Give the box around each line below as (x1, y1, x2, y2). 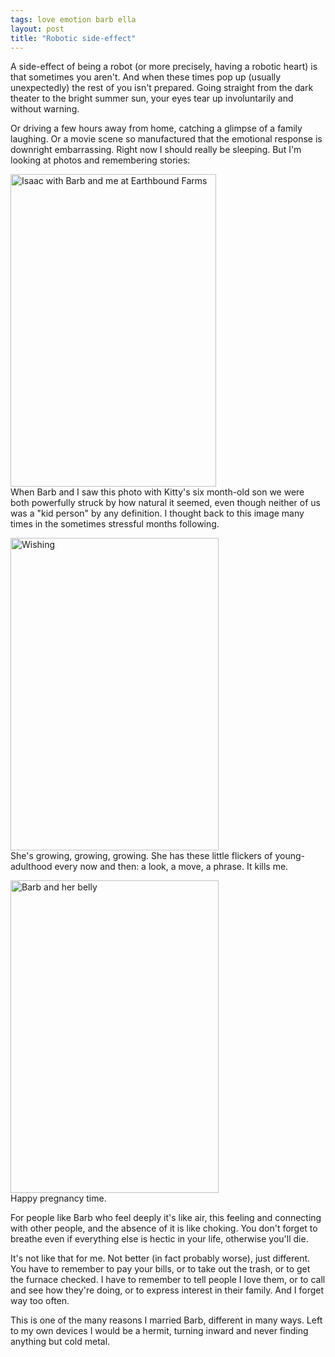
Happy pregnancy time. (10, 1192, 107, 1205)
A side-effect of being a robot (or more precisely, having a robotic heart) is (10, 61, 318, 73)
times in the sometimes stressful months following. (10, 518, 220, 530)
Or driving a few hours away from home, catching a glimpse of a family (10, 122, 303, 135)
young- (274, 850, 306, 862)
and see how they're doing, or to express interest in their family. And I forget (10, 1284, 325, 1296)
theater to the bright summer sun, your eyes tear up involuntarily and (10, 92, 294, 105)
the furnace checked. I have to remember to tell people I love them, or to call (10, 1274, 326, 1286)
